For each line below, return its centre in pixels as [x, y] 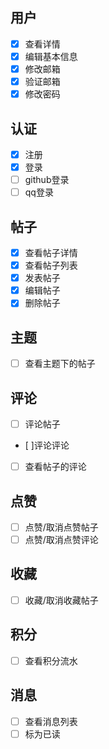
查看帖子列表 [51, 265]
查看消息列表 [51, 721]
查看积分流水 [51, 660]
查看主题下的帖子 [60, 364]
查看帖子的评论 [55, 467]
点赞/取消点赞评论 [61, 539]
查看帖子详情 [51, 252]
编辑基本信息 [51, 56]
